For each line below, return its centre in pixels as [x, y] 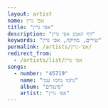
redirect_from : [30, 54]
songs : [17, 67]
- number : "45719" [41, 73]
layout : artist [30, 14]
